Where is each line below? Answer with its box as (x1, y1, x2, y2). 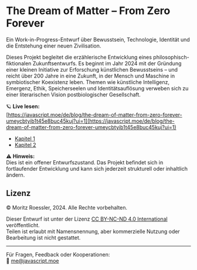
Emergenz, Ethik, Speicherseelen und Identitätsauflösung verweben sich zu (6, 85, 189, 92)
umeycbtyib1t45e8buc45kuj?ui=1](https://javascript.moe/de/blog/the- (6, 117, 175, 124)
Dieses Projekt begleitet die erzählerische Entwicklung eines (6, 53, 152, 60)
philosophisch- (153, 53, 189, 60)
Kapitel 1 (14, 135, 35, 142)
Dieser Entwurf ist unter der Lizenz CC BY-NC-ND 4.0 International (6, 215, 168, 222)
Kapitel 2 (14, 141, 36, 148)
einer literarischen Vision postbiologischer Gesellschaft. (6, 91, 141, 98)
